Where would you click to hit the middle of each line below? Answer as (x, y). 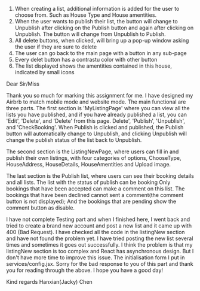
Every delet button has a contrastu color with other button (86, 60)
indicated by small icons (44, 72)
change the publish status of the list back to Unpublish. (74, 140)
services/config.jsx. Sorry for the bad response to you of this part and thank (100, 264)
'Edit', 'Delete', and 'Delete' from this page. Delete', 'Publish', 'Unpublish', (96, 121)
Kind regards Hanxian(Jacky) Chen (49, 282)
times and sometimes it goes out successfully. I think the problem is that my (99, 245)
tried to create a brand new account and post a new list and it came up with (99, 226)
